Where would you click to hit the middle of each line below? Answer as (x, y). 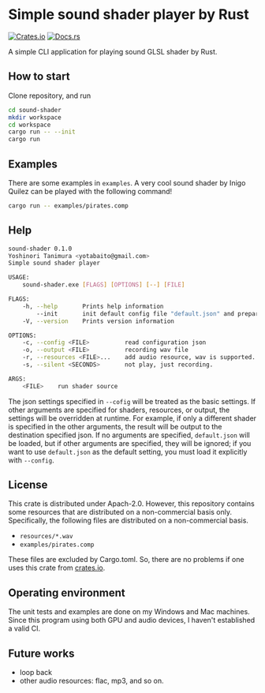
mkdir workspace (35, 117)
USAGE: (19, 278)
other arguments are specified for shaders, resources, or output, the (119, 410)
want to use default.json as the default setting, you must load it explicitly (128, 451)
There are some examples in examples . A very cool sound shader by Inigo (127, 182)
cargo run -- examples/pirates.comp (68, 206)
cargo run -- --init (42, 132)
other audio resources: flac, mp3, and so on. (91, 681)
